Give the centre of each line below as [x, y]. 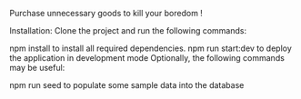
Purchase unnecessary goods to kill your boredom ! [106, 13]
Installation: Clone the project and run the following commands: [128, 30]
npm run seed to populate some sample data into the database [127, 85]
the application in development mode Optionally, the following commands [147, 58]
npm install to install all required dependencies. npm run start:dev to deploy [151, 48]
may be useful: [37, 68]
